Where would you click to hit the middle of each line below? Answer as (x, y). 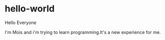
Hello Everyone (20, 22)
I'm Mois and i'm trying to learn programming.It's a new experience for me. (83, 32)
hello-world (30, 9)
